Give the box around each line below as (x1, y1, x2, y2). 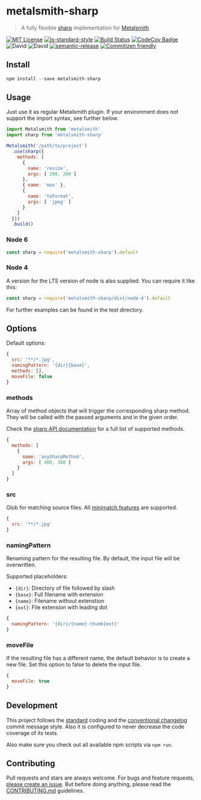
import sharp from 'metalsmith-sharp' (6, 132, 104, 138)
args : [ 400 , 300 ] (22, 459, 71, 465)
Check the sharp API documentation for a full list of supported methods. (6, 425, 185, 433)
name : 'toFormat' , (28, 193, 74, 199)
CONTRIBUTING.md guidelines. (6, 787, 85, 795)
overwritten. (6, 561, 37, 569)
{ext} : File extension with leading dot (14, 604, 108, 611)
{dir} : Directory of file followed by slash (14, 584, 116, 592)
